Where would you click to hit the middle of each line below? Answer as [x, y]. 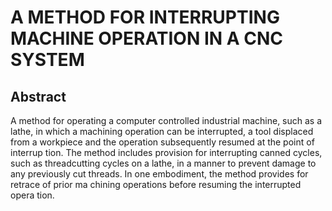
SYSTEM [47, 60]
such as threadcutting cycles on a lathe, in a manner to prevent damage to [163, 163]
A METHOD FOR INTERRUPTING [145, 17]
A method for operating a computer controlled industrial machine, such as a [166, 120]
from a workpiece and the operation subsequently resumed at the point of [162, 142]
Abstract [38, 96]
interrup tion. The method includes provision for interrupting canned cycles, [166, 152]
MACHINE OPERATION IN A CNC [147, 38]
